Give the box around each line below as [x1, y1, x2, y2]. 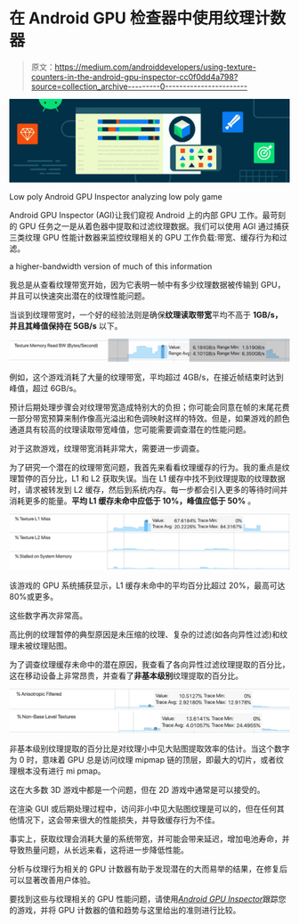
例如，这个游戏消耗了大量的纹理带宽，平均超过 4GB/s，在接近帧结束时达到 [9, 372, 285, 382]
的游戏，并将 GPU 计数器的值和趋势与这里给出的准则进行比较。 [9, 904, 241, 915]
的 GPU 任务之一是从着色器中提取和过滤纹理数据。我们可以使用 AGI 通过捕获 [9, 221, 289, 232]
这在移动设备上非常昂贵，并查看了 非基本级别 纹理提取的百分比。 [9, 670, 243, 682]
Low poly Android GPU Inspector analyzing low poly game [9, 192, 222, 202]
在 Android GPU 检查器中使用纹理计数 [9, 8, 287, 29]
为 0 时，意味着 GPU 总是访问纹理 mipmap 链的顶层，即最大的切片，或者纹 [9, 754, 285, 765]
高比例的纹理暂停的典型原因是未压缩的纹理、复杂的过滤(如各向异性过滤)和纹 [9, 629, 288, 640]
